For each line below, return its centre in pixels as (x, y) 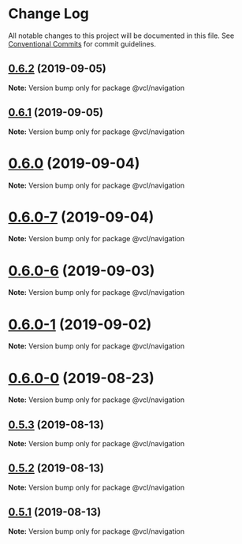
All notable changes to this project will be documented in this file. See (121, 35)
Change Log (48, 14)
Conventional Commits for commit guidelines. (82, 43)
